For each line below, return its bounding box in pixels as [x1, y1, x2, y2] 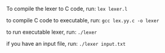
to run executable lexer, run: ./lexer [6, 28, 97, 36]
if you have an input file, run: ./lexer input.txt [6, 40, 126, 47]
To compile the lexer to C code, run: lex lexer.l [6, 5, 128, 12]
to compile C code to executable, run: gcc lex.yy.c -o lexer [6, 17, 160, 23]
